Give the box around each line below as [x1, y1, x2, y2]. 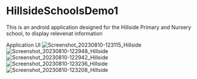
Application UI [6, 41, 41, 48]
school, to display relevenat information [6, 29, 103, 37]
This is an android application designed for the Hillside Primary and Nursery [6, 24, 192, 31]
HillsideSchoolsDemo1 [6, 4, 119, 18]
